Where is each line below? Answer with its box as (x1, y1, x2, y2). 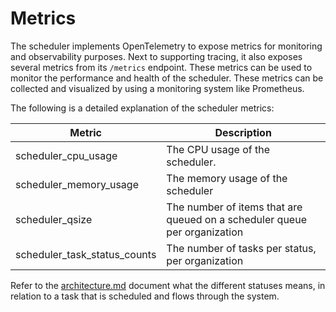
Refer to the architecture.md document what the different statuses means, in (10, 279, 326, 291)
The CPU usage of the (166, 142, 271, 156)
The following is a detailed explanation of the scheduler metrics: (10, 102, 275, 114)
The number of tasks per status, (166, 241, 317, 255)
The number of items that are (166, 200, 303, 214)
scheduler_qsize (15, 212, 93, 226)
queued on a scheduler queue (166, 212, 307, 226)
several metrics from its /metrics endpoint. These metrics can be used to (10, 61, 313, 73)
